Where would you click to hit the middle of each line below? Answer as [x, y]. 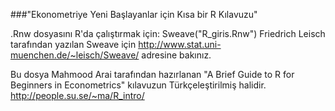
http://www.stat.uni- [180, 44]
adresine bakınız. [176, 55]
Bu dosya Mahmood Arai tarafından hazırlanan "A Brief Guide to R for [152, 74]
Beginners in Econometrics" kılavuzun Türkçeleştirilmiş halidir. [138, 85]
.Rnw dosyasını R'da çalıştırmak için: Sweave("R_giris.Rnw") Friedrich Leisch [168, 33]
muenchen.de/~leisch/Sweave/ [75, 55]
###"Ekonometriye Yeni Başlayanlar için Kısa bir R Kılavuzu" [134, 14]
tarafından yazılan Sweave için [73, 44]
